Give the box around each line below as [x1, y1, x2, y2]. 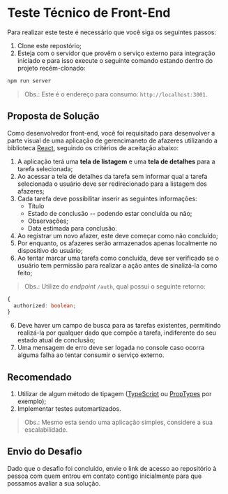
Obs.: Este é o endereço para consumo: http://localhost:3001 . [24, 89, 208, 99]
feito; [17, 268, 33, 277]
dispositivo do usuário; [17, 246, 83, 254]
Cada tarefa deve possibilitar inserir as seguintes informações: [17, 194, 197, 203]
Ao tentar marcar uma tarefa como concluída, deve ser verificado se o [17, 254, 220, 262]
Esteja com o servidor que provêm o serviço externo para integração [17, 49, 215, 57]
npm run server [7, 77, 52, 85]
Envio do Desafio [7, 446, 82, 458]
